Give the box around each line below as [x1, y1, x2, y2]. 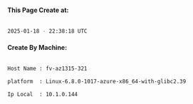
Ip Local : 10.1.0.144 [7, 91, 78, 98]
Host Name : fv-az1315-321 [7, 65, 88, 73]
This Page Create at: [7, 6, 69, 14]
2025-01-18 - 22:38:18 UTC [7, 28, 88, 35]
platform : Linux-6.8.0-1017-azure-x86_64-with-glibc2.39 [7, 78, 187, 85]
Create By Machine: [7, 43, 68, 51]
